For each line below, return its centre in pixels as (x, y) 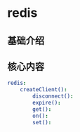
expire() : (47, 103)
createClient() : (44, 90)
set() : (42, 122)
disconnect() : (53, 96)
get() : (42, 109)
